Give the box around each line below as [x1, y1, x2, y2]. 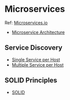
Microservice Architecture [11, 29, 65, 35]
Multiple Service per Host [11, 62, 64, 67]
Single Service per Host [11, 57, 60, 63]
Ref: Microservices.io [4, 20, 48, 26]
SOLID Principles [4, 76, 58, 85]
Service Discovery [4, 43, 63, 52]
